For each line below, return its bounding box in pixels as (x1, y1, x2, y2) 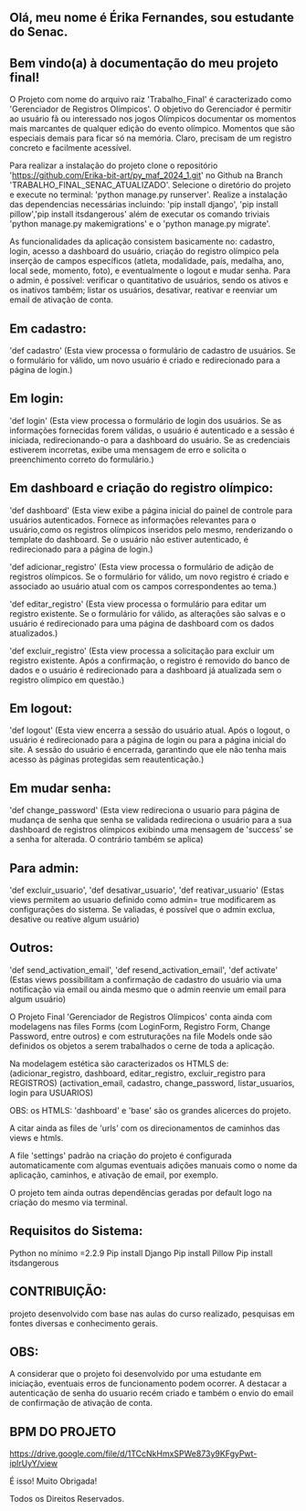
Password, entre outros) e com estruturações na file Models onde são (9, 1030, 272, 1041)
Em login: (9, 391, 64, 407)
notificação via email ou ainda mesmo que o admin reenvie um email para (9, 984, 287, 995)
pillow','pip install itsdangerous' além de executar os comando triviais (9, 208, 270, 220)
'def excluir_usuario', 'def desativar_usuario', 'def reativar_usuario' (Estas (9, 884, 285, 896)
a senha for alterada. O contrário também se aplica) (9, 834, 204, 845)
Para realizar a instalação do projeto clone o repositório (9, 160, 218, 171)
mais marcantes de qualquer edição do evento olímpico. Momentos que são (9, 123, 295, 134)
